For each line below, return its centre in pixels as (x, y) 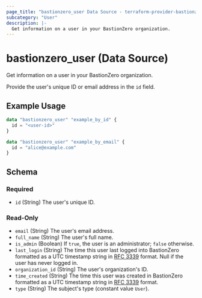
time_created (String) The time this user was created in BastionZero (99, 276)
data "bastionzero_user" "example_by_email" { (66, 142)
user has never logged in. (46, 263)
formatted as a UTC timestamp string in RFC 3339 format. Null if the (99, 256)
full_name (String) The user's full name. (64, 237)
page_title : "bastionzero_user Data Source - (64, 12)
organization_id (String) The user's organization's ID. (81, 270)
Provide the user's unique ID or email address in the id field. (81, 87)
